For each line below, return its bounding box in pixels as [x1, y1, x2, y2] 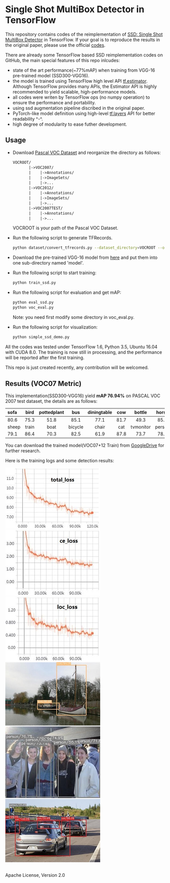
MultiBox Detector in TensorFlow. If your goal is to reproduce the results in [5, 37, 160, 43]
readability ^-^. [12, 115, 43, 122]
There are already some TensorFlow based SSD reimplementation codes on [5, 52, 163, 58]
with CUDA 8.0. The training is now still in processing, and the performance [5, 349, 162, 356]
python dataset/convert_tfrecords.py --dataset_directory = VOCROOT [12, 245, 156, 250]
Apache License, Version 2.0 [5, 872, 65, 878]
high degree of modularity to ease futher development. [12, 121, 127, 127]
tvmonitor [131, 424, 151, 430]
